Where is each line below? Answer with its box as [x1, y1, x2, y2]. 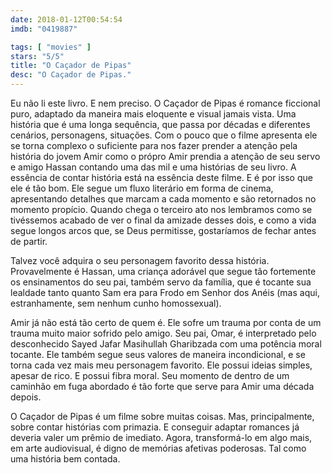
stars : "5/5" [10, 51, 65, 61]
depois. [10, 391, 42, 403]
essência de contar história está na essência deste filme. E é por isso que [10, 172, 313, 183]
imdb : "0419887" [10, 24, 78, 34]
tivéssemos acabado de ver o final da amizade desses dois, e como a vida [10, 214, 317, 226]
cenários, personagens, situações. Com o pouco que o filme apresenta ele [10, 129, 318, 141]
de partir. [10, 236, 48, 247]
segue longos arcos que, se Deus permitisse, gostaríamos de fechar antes [10, 225, 317, 236]
